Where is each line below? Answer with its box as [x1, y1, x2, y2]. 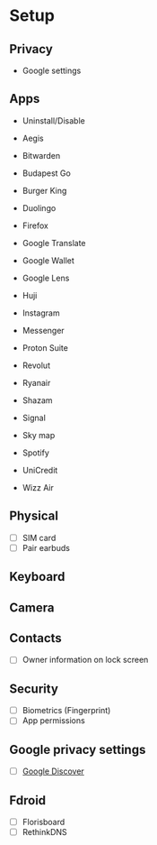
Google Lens [22, 272, 70, 283]
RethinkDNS [22, 827, 67, 838]
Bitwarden [22, 150, 61, 161]
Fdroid [9, 793, 47, 808]
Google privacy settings [9, 741, 146, 758]
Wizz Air [22, 482, 54, 492]
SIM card [22, 532, 57, 543]
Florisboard [22, 817, 65, 828]
